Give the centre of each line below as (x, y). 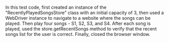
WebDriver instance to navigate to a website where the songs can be (78, 18)
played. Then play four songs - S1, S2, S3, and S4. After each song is (78, 23)
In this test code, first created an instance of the (56, 7)
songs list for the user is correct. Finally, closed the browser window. (78, 34)
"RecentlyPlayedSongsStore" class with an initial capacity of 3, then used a (84, 13)
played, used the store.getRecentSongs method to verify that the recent (81, 29)
